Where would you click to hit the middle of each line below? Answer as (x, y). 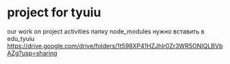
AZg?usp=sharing (32, 53)
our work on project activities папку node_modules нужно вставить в (106, 31)
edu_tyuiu (21, 38)
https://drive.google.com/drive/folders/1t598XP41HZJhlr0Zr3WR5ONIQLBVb (115, 46)
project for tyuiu (54, 13)
